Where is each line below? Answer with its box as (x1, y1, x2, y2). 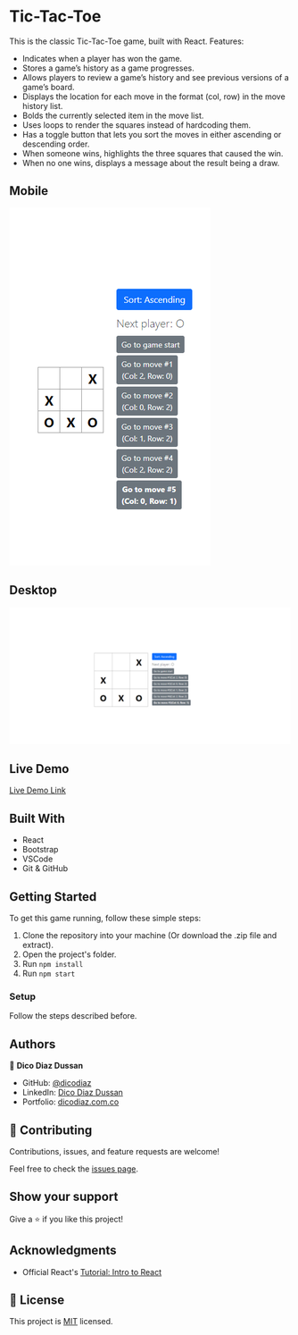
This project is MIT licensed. (9, 1316, 113, 1327)
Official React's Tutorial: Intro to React (21, 1266, 162, 1277)
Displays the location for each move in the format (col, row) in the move (21, 91, 286, 102)
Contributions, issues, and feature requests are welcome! (9, 1146, 220, 1157)
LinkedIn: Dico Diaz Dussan (21, 1087, 123, 1098)
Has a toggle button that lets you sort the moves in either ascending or (21, 129, 282, 139)
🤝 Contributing (9, 1122, 93, 1138)
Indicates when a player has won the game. (21, 53, 183, 63)
